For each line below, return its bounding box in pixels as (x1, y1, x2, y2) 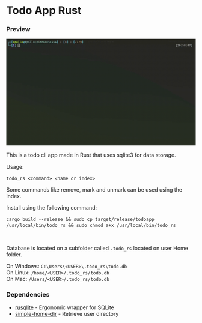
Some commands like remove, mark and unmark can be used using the (6, 186, 183, 193)
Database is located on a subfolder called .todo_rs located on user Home (6, 244, 188, 252)
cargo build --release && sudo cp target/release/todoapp (6, 216, 155, 222)
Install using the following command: (6, 204, 97, 211)
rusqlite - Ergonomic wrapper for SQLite (14, 304, 114, 311)
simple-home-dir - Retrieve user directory (14, 310, 119, 318)
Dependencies (6, 290, 50, 298)
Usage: (6, 163, 24, 170)
